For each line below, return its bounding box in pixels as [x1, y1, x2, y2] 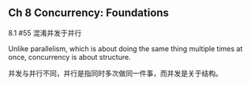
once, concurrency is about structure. [8, 52, 132, 61]
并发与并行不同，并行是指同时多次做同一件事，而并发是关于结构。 [8, 68, 223, 78]
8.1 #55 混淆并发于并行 [8, 28, 82, 38]
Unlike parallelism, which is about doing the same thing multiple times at [8, 43, 243, 54]
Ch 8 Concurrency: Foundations [8, 6, 170, 20]
